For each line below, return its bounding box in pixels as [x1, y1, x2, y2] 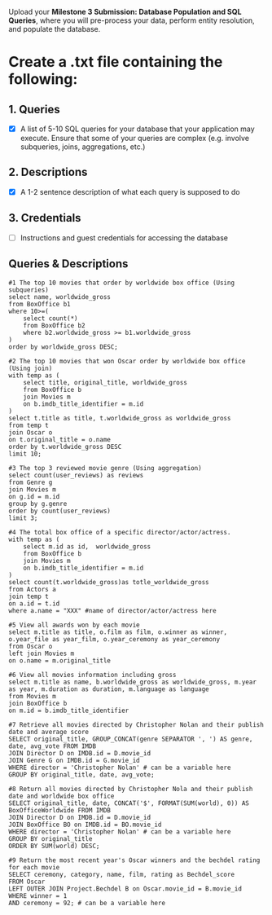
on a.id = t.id [8, 599, 60, 608]
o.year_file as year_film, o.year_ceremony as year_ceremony [8, 635, 221, 643]
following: [8, 70, 78, 89]
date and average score [8, 728, 90, 736]
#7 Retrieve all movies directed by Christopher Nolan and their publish [8, 720, 265, 728]
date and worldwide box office [8, 792, 115, 800]
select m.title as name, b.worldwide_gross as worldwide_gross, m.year [8, 678, 257, 686]
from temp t [8, 421, 49, 429]
